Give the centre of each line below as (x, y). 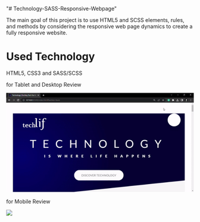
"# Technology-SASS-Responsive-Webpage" (62, 9)
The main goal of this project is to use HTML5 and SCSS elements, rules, (95, 20)
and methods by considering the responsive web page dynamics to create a (99, 26)
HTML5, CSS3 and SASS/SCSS (44, 73)
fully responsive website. (37, 33)
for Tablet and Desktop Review (44, 84)
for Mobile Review (28, 202)
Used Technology (51, 57)
